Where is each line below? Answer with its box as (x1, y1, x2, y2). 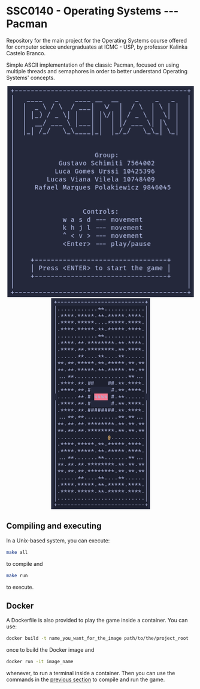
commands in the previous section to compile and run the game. (6, 676, 165, 683)
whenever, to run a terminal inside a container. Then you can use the (6, 670, 175, 677)
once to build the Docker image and (6, 646, 95, 654)
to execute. (6, 583, 34, 590)
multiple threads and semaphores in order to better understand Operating (6, 67, 187, 74)
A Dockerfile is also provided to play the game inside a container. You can (6, 617, 188, 624)
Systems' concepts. (6, 74, 55, 81)
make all (6, 549, 28, 555)
